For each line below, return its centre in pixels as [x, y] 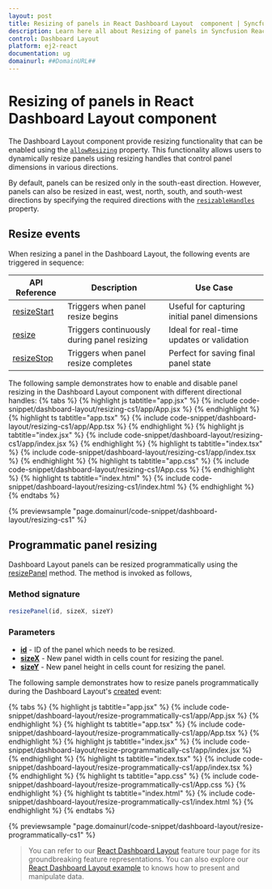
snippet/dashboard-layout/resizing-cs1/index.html [92, 486]
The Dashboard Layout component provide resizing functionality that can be [136, 141]
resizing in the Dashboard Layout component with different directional [125, 391]
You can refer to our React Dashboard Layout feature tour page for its [144, 850]
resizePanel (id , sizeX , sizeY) [61, 611]
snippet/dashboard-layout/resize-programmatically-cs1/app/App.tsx [122, 732]
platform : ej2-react [43, 46]
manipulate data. [56, 876]
